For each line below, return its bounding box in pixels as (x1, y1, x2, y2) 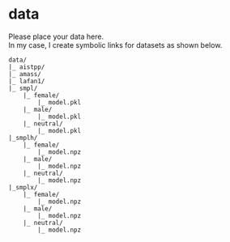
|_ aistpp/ (8, 62, 45, 71)
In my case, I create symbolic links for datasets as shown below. (8, 40, 223, 49)
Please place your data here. (8, 32, 104, 41)
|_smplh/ (8, 134, 38, 142)
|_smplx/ (8, 183, 38, 191)
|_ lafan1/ (8, 77, 45, 85)
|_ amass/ (8, 70, 42, 78)
